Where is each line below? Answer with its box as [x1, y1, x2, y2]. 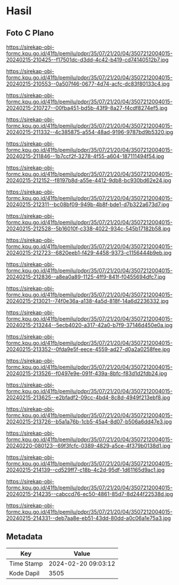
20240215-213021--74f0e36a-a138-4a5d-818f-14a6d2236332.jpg [6, 298, 169, 304]
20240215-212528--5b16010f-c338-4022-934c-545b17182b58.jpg [6, 225, 171, 232]
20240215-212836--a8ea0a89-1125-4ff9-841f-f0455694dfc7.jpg [6, 273, 166, 280]
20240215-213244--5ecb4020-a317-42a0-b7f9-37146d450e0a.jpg [6, 322, 173, 328]
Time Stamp [9, 559, 43, 568]
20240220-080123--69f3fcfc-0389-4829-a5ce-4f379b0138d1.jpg [6, 442, 171, 449]
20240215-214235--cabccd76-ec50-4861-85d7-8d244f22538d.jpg [6, 491, 174, 497]
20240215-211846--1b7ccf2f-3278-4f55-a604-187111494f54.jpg [6, 153, 165, 160]
